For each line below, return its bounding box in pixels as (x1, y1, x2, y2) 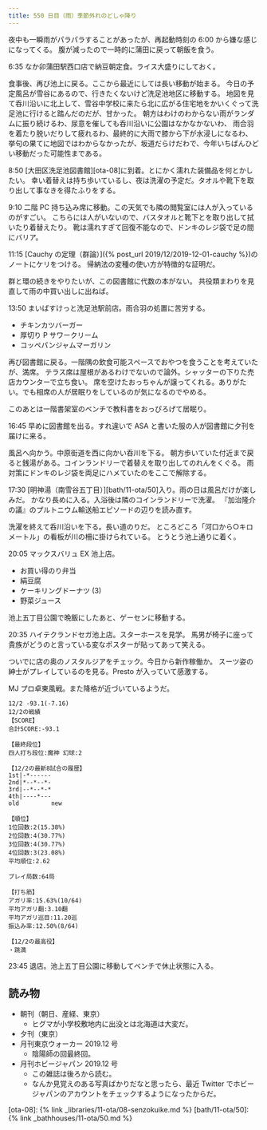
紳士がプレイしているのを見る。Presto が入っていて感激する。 (8, 666, 213, 676)
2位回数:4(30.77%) (8, 831, 66, 839)
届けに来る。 (8, 430, 50, 440)
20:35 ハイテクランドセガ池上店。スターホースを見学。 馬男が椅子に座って (8, 629, 254, 639)
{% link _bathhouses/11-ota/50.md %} (8, 1113, 133, 1123)
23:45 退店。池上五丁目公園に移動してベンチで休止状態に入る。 (8, 961, 218, 970)
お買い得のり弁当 (19, 565, 77, 575)
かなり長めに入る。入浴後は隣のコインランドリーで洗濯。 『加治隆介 (30, 494, 257, 504)
